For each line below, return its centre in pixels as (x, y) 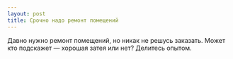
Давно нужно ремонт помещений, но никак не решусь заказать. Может (116, 40)
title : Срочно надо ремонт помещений (63, 20)
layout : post (27, 14)
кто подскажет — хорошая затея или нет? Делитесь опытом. (100, 48)
